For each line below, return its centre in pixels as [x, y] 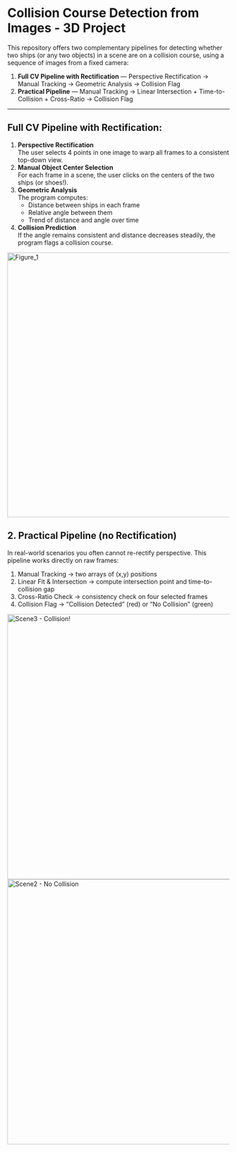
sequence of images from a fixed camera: [68, 62]
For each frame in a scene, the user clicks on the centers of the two [116, 175]
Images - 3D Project [67, 28]
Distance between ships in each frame [84, 205]
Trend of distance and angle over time [83, 220]
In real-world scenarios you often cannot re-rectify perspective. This [107, 552]
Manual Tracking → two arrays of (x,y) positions [87, 574]
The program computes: [53, 197]
